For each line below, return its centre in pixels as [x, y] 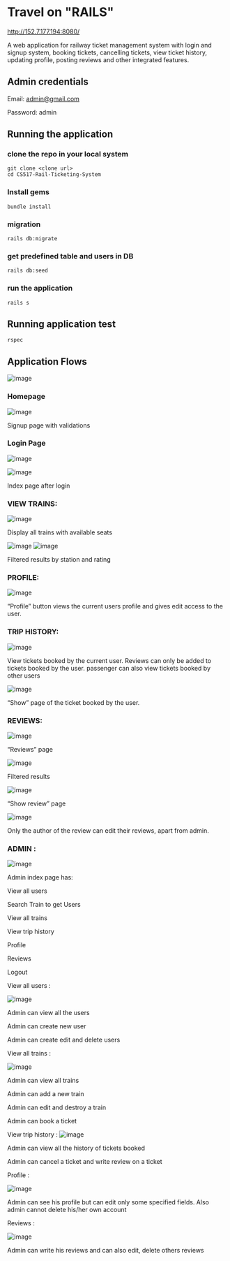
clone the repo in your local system [68, 154]
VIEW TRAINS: [32, 504]
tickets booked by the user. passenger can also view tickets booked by [109, 668]
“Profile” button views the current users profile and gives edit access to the [115, 606]
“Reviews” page [30, 750]
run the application [40, 289]
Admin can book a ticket [42, 1121]
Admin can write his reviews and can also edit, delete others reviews [106, 1251]
